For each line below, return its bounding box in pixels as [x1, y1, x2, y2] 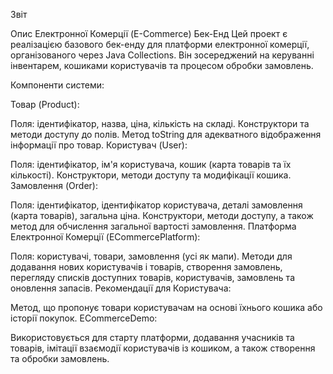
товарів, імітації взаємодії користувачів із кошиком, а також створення [10, 342, 316, 354]
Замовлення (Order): [10, 180, 98, 191]
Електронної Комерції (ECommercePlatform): [10, 231, 201, 243]
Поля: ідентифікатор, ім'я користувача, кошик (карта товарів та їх [10, 159, 292, 170]
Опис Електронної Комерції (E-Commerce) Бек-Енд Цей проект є [10, 28, 288, 39]
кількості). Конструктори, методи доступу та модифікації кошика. [10, 169, 292, 181]
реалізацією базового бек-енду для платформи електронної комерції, [10, 39, 310, 50]
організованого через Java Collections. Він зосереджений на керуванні [10, 49, 315, 61]
